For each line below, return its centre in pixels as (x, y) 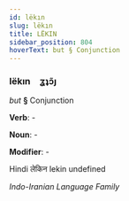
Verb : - (23, 118)
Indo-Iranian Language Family (64, 187)
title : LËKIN (33, 34)
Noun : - (23, 135)
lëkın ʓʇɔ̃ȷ (33, 81)
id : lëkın (27, 17)
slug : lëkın (31, 26)
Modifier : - (30, 152)
